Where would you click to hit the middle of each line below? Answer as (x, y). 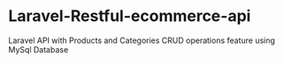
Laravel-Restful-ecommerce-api (130, 16)
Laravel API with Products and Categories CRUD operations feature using (142, 40)
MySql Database (38, 49)
